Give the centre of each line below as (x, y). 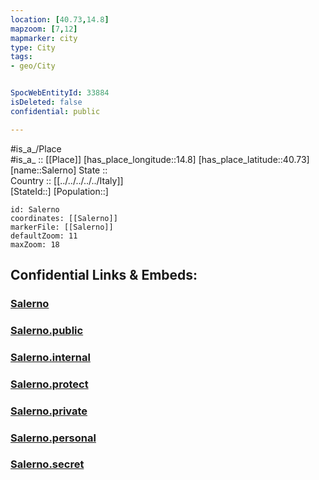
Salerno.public (47, 330)
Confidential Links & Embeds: (104, 275)
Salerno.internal (50, 357)
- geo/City (33, 66)
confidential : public (55, 111)
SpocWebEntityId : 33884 (60, 93)
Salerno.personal (53, 438)
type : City (33, 47)
